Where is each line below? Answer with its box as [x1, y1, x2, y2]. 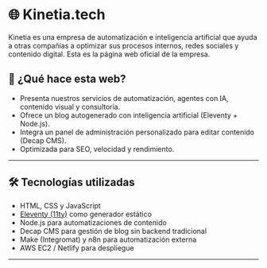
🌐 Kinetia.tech [8, 6, 106, 24]
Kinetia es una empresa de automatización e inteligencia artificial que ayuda [8, 32, 257, 41]
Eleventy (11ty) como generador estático [19, 209, 153, 219]
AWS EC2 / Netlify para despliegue [19, 243, 134, 252]
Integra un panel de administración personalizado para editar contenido [19, 127, 255, 137]
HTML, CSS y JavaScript [19, 200, 101, 210]
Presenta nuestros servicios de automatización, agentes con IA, [19, 93, 229, 103]
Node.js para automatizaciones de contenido [19, 217, 167, 227]
